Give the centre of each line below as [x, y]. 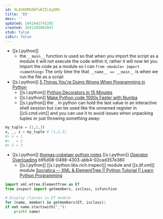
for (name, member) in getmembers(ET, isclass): [56, 202]
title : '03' [17, 14]
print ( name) [27, 211]
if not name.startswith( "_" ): [36, 207]
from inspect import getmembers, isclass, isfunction [61, 189]
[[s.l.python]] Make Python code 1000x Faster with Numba [79, 97]
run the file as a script [41, 77]
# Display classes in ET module [38, 198]
